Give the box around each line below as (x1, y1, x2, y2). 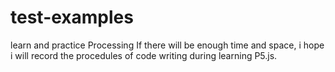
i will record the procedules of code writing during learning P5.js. (10, 49, 278, 61)
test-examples (10, 6, 134, 29)
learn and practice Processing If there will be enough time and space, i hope (10, 39, 325, 51)
